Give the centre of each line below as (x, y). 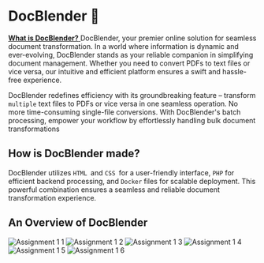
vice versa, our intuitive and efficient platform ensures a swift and (114, 71)
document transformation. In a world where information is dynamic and (123, 46)
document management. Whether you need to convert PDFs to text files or (129, 63)
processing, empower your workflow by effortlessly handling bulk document (132, 120)
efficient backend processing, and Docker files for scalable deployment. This (132, 181)
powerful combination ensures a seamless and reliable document (114, 190)
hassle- (234, 71)
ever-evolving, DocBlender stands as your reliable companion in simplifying (131, 54)
